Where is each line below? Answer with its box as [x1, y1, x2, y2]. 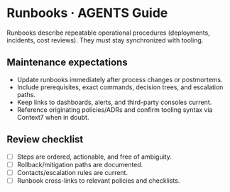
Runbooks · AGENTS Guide [6, 5, 168, 21]
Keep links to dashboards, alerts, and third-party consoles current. [16, 98, 212, 106]
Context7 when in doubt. [16, 113, 89, 121]
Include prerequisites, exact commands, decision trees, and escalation [16, 83, 224, 91]
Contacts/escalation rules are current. [16, 168, 128, 176]
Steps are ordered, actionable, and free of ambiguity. [16, 152, 172, 161]
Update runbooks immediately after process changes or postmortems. [16, 75, 223, 84]
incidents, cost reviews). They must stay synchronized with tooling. [6, 35, 204, 44]
